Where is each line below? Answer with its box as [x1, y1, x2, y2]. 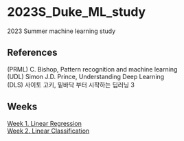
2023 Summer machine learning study [7, 27, 116, 35]
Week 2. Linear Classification [7, 127, 90, 135]
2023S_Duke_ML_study [7, 4, 146, 20]
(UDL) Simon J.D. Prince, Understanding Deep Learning [7, 72, 165, 80]
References [7, 47, 58, 58]
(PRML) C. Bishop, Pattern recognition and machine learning [7, 65, 178, 73]
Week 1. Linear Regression [7, 119, 82, 127]
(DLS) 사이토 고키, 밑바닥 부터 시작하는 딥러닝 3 [7, 80, 135, 89]
